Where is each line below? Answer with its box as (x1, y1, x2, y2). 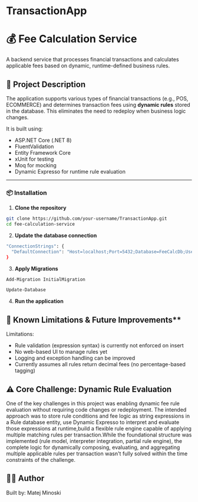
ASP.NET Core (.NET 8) (14, 136, 72, 144)
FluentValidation (14, 143, 54, 150)
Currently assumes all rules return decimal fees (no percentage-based (14, 361, 186, 368)
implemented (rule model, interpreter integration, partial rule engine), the (6, 437, 183, 444)
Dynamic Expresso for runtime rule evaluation (14, 168, 126, 175)
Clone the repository (14, 204, 67, 211)
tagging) (14, 367, 35, 374)
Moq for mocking (14, 161, 57, 169)
